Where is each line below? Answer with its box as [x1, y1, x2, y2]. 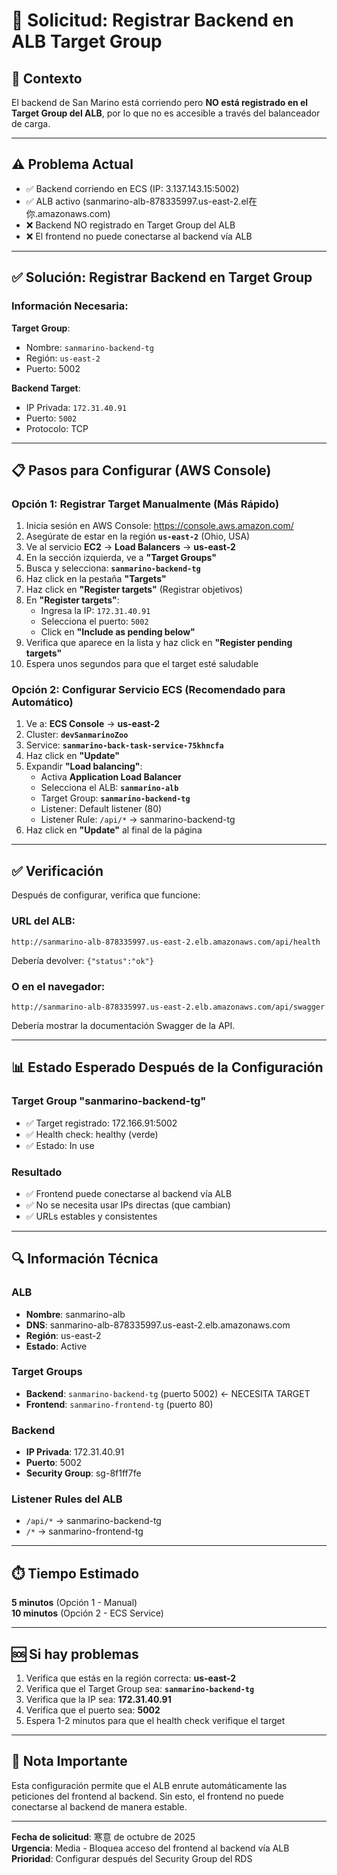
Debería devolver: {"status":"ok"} [11, 954, 154, 966]
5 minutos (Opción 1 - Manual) [11, 1597, 138, 1609]
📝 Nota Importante [11, 1753, 128, 1770]
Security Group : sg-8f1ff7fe [25, 1467, 142, 1479]
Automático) [11, 695, 74, 709]
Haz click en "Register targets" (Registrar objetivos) [25, 584, 244, 596]
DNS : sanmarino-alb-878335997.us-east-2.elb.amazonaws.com [25, 1319, 291, 1331]
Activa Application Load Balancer [40, 771, 182, 783]
